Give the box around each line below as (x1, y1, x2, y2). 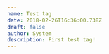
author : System (7, 29, 52, 37)
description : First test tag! (7, 36, 96, 43)
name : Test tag (7, 10, 52, 18)
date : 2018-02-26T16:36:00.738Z (7, 17, 102, 24)
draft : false (7, 23, 46, 30)
